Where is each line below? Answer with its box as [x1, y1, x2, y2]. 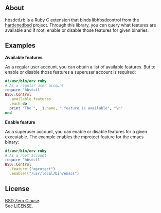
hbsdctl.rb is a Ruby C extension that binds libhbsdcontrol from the [5, 17, 140, 22]
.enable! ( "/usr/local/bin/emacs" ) [9, 171, 79, 176]
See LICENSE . [5, 203, 33, 209]
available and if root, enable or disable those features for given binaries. [5, 27, 149, 33]
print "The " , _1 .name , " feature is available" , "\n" [9, 106, 123, 110]
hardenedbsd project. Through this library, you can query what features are [5, 22, 157, 28]
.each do [9, 101, 27, 106]
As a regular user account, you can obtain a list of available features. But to [5, 64, 156, 70]
